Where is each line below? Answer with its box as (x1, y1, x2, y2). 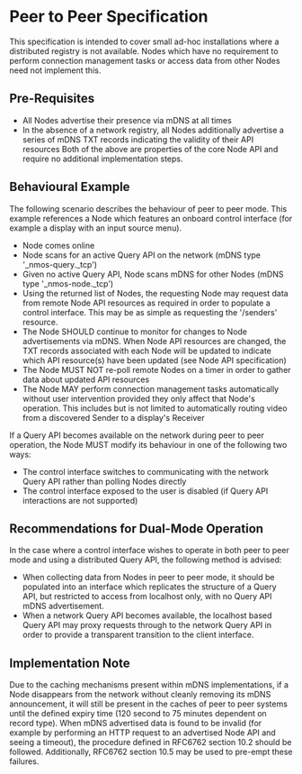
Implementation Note (9, 655, 130, 670)
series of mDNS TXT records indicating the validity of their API (22, 133, 254, 145)
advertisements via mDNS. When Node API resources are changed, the (22, 335, 287, 346)
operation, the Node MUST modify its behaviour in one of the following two (9, 439, 288, 450)
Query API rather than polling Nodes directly (22, 476, 187, 487)
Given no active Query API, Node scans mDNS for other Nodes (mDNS (22, 269, 284, 279)
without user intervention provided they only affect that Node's (22, 393, 256, 404)
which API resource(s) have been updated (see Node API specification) (22, 354, 288, 366)
